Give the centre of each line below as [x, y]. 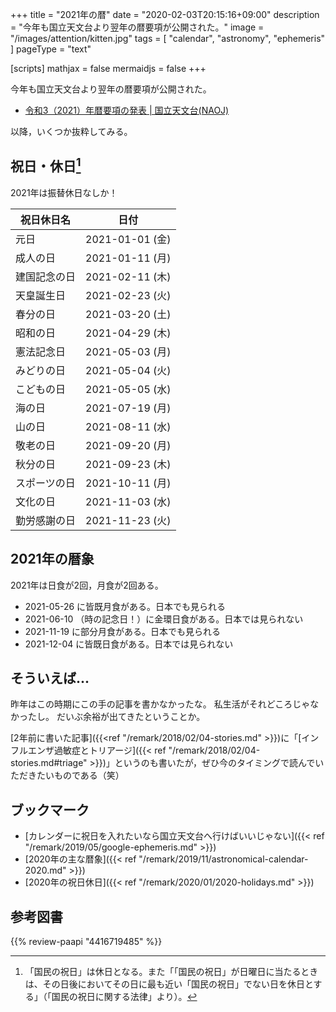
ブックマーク [50, 809]
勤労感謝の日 [46, 520]
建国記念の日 [46, 276]
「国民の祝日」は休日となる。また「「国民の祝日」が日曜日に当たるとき [171, 972]
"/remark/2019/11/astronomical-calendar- [223, 859]
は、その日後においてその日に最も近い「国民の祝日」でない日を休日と [169, 984]
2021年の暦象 [52, 559]
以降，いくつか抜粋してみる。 [71, 131]
